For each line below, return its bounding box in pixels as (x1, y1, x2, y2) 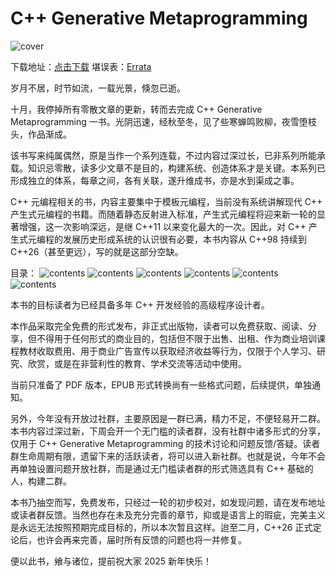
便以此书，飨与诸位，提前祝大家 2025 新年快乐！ (10, 555, 213, 567)
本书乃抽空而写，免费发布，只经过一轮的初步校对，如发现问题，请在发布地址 (10, 496, 326, 508)
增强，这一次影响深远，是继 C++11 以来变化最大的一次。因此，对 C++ (18, 220, 307, 232)
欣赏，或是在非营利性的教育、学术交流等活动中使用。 (27, 357, 247, 369)
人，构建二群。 (10, 475, 72, 487)
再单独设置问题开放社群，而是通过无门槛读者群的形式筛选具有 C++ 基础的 (10, 462, 314, 474)
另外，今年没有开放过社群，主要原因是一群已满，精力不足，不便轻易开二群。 (10, 412, 326, 424)
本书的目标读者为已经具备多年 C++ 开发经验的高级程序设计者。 (10, 298, 270, 311)
